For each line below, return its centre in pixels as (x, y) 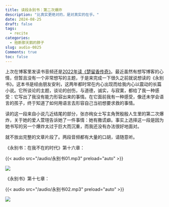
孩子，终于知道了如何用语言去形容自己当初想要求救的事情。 (75, 103)
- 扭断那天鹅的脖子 (27, 43)
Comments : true (21, 52)
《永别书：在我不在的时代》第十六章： (45, 148)
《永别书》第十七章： (27, 179)
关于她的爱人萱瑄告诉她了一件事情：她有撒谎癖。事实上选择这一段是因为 (89, 120)
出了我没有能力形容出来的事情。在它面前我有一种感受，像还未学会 (91, 97)
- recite (19, 33)
